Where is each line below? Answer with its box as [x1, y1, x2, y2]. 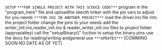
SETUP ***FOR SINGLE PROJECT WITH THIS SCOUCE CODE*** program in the [5, 4, 148, 10]
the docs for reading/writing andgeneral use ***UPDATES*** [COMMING [5, 35, 147, 41]
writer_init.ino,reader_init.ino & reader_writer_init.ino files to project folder [5, 25, 152, 31]
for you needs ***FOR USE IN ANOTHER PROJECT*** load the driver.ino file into [5, 15, 157, 20]
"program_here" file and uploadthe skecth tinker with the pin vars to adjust [5, 9, 155, 15]
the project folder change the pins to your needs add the [5, 19, 118, 25]
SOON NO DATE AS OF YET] [5, 40, 62, 46]
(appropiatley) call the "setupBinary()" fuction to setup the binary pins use [5, 30, 154, 35]
